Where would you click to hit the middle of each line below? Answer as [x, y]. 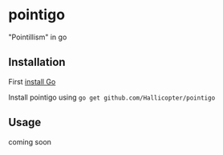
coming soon [30, 141]
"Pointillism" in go [38, 37]
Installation [37, 62]
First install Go [32, 81]
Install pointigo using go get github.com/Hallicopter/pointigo [112, 97]
